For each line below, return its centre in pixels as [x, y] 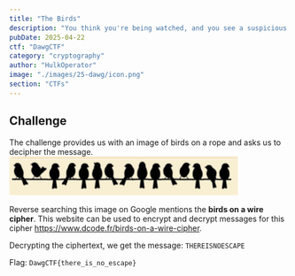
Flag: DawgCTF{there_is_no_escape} [73, 262]
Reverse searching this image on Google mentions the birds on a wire [136, 209]
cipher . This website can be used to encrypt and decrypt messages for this [147, 218]
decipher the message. [51, 151]
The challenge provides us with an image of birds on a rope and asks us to [145, 142]
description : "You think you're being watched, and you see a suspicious [148, 28]
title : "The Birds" [45, 19]
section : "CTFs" [39, 84]
